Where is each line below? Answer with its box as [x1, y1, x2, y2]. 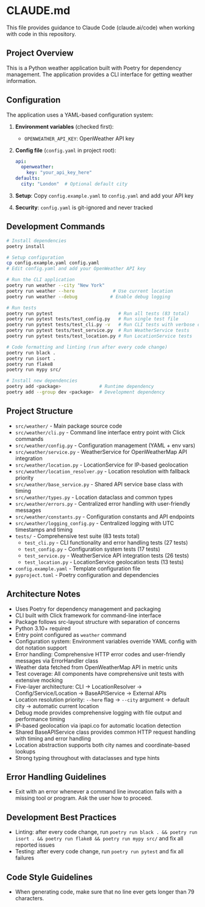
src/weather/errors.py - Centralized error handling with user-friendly [15, 500, 190, 507]
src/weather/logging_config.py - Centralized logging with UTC [15, 519, 174, 526]
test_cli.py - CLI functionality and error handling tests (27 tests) [24, 539, 188, 546]
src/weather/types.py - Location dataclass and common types [15, 493, 173, 501]
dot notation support [15, 644, 67, 651]
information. [6, 77, 37, 84]
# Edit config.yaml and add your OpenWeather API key [6, 266, 146, 272]
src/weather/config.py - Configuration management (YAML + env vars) [15, 442, 196, 449]
